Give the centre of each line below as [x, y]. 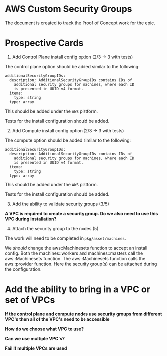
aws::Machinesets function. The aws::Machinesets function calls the [75, 258]
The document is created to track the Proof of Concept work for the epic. [80, 23]
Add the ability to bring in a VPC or [78, 289]
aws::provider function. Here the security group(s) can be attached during [81, 264]
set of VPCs [30, 300]
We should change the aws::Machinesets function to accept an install [76, 248]
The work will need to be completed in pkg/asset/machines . [66, 238]
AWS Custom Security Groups [69, 9]
